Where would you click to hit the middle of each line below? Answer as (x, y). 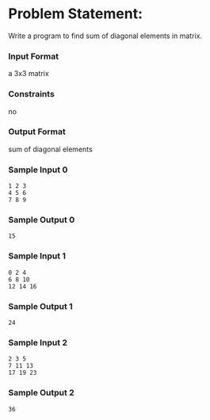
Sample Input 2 (38, 342)
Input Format (34, 56)
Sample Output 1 (40, 306)
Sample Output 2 (41, 393)
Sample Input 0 (38, 170)
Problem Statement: (76, 14)
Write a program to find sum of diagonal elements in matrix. (105, 36)
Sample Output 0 (42, 220)
